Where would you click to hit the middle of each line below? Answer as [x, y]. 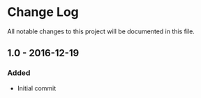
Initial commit [37, 88]
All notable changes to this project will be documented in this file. [101, 31]
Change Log [43, 12]
